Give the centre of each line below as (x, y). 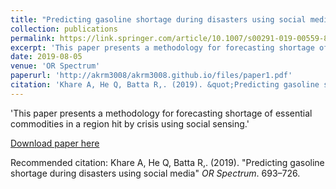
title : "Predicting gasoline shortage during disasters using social (158, 19)
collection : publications (64, 29)
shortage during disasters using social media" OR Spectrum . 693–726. (155, 173)
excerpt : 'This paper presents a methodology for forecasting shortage (162, 47)
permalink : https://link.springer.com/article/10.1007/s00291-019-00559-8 (169, 38)
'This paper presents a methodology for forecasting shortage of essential (161, 113)
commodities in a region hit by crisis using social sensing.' (130, 123)
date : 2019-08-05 (46, 57)
